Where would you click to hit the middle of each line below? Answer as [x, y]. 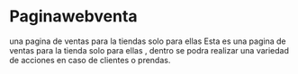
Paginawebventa [73, 16]
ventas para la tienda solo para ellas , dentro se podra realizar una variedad [149, 50]
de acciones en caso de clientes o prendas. [90, 60]
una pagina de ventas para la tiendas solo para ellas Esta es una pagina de [148, 41]
